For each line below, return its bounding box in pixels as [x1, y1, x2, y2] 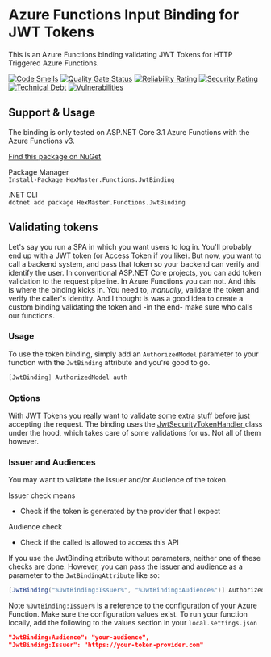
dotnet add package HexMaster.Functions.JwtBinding [8, 198, 186, 207]
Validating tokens [8, 221, 98, 234]
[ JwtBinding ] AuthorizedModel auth [8, 373, 128, 381]
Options [8, 392, 40, 403]
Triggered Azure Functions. [8, 58, 99, 68]
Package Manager [8, 167, 69, 177]
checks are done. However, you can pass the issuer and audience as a [8, 562, 244, 571]
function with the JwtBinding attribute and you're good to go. [8, 357, 211, 367]
